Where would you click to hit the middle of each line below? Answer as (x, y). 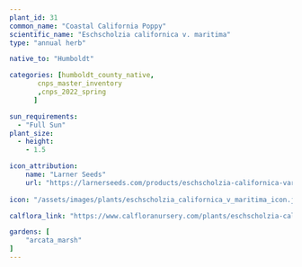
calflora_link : (38, 216)
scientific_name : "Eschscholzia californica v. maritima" (120, 34)
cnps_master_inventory (80, 84)
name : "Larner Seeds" (66, 174)
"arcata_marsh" (54, 240)
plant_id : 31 (34, 18)
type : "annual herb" (48, 43)
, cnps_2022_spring (71, 92)
